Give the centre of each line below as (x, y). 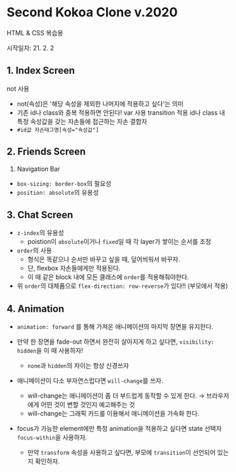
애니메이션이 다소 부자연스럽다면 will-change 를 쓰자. (90, 381)
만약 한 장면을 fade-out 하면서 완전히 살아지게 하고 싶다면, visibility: (116, 342)
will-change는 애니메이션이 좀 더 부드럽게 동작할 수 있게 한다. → (116, 396)
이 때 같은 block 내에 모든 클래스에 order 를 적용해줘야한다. (108, 277)
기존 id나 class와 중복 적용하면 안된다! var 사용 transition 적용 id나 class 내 (121, 112)
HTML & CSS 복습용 (35, 33)
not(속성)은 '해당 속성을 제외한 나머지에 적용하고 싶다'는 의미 (100, 103)
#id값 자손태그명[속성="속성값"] (58, 130)
